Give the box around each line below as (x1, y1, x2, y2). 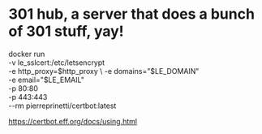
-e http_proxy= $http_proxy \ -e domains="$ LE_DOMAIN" (8, 66, 200, 76)
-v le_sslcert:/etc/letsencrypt (8, 58, 105, 67)
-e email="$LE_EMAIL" (8, 75, 85, 84)
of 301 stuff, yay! (8, 22, 124, 41)
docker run (8, 49, 45, 58)
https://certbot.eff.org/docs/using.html (8, 116, 138, 126)
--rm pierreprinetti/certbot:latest (8, 101, 117, 110)
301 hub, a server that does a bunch (8, 5, 256, 24)
